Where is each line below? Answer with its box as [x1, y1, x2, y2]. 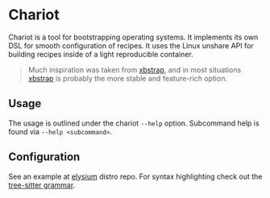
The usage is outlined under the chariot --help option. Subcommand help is [8, 118, 260, 128]
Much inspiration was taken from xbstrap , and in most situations [27, 64, 242, 74]
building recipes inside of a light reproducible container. [8, 49, 193, 59]
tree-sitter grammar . [8, 179, 76, 190]
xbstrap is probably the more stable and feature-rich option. [27, 73, 228, 83]
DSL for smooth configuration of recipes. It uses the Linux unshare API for [8, 40, 254, 50]
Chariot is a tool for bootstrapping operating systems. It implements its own [8, 32, 259, 42]
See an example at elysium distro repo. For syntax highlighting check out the [8, 171, 263, 181]
